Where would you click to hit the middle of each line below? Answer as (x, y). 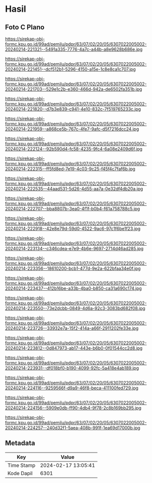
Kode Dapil (20, 473)
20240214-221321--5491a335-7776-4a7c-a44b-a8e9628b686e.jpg (74, 49)
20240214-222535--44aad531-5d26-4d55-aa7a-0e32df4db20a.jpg (74, 189)
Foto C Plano (25, 27)
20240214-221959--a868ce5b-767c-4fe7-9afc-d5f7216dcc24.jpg (72, 129)
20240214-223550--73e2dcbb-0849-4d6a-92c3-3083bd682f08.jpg (75, 308)
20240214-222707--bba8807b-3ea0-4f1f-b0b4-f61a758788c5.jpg (73, 209)
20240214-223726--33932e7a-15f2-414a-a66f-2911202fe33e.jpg (72, 328)
